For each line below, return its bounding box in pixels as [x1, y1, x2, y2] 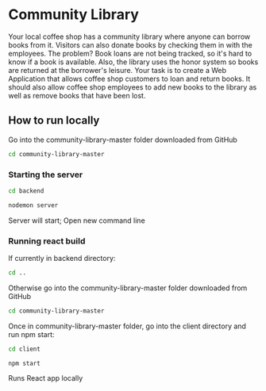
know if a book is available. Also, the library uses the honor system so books [8, 57, 259, 67]
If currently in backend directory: [8, 253, 116, 263]
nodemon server [8, 201, 59, 209]
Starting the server [8, 169, 83, 180]
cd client [8, 345, 41, 353]
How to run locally [8, 113, 100, 128]
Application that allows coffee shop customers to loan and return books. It [8, 74, 251, 83]
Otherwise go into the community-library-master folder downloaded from [8, 283, 248, 293]
